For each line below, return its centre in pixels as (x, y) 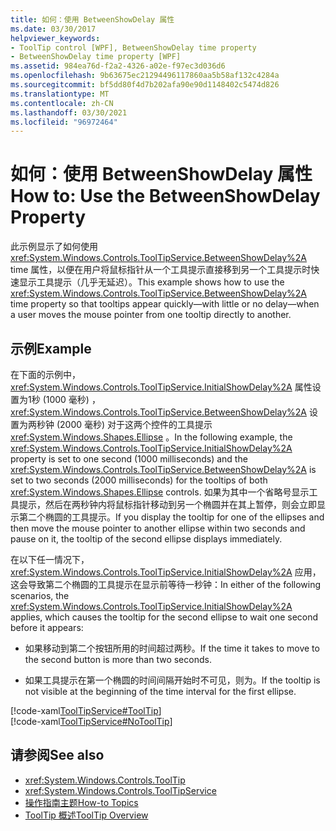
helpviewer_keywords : (55, 38)
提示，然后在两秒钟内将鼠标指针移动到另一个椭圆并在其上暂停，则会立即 (167, 504)
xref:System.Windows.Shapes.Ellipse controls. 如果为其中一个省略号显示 (160, 492)
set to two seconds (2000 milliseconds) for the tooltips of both (139, 480)
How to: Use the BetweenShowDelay (165, 196)
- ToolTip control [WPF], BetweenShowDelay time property (133, 47)
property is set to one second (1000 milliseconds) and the (129, 459)
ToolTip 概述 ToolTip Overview (86, 815)
